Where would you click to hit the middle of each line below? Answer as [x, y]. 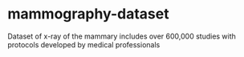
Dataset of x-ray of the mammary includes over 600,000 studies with [122, 36]
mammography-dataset [88, 14]
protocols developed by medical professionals [84, 44]
